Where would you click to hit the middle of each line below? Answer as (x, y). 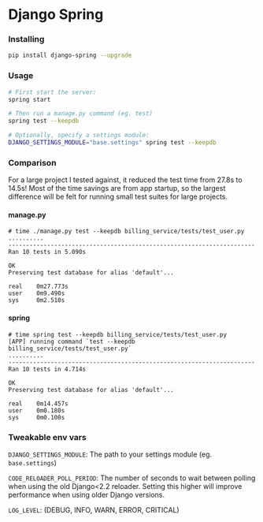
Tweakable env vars (47, 437)
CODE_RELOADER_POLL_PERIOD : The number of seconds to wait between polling (132, 478)
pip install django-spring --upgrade (70, 56)
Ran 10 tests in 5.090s (47, 252)
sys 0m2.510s (37, 300)
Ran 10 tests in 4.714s (47, 369)
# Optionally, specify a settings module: (79, 136)
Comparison (32, 162)
